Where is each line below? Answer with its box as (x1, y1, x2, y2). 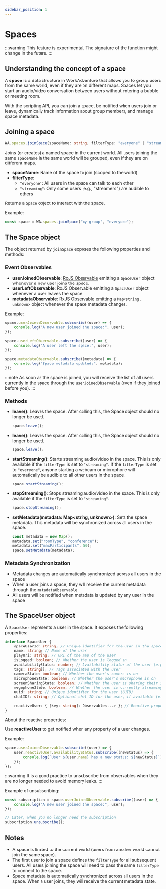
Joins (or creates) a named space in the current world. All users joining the (5, 150, 157, 156)
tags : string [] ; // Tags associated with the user (14, 667, 121, 672)
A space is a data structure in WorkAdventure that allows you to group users (5, 78, 161, 83)
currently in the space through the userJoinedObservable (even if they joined (5, 380, 161, 386)
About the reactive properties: (5, 717, 67, 723)
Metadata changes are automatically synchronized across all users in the (12, 571, 161, 577)
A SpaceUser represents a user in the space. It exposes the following (5, 624, 143, 630)
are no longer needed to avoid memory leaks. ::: (5, 778, 103, 784)
